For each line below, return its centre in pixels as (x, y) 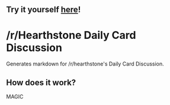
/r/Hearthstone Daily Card (71, 35)
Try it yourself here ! (44, 10)
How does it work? (41, 82)
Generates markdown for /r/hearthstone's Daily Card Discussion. (85, 64)
